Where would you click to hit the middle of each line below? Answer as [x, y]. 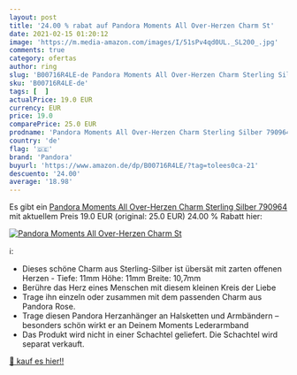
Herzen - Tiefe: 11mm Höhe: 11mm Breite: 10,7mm [111, 279]
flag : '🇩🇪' [31, 149]
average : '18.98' [41, 182]
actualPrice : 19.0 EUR [51, 99]
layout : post [33, 17]
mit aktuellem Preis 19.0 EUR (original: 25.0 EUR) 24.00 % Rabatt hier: [136, 217]
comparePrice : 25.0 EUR [53, 125]
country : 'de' [35, 141]
